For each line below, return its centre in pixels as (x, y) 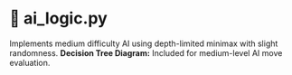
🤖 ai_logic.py (58, 19)
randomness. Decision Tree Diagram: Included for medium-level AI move (146, 52)
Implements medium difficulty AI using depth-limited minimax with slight (144, 43)
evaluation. (30, 62)
